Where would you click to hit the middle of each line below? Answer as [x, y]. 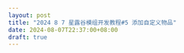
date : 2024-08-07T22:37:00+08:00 [63, 30]
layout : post [30, 15]
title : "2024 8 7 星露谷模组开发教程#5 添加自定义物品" [92, 23]
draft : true [28, 37]
